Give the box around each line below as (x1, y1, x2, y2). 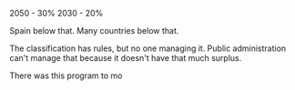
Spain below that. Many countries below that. (9, 25, 179, 35)
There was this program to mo (9, 70, 123, 81)
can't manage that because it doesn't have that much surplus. (9, 53, 242, 63)
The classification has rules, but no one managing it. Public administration (9, 43, 287, 54)
